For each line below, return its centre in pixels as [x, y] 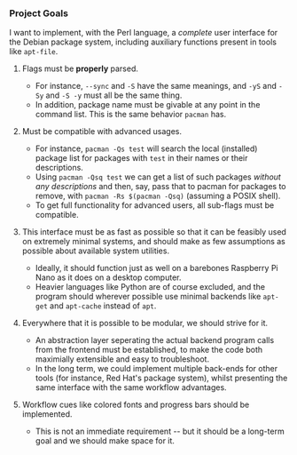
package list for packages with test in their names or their [141, 158]
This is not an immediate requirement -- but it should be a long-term [160, 431]
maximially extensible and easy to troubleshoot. [122, 359]
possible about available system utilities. [96, 251]
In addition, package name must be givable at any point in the [148, 105]
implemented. [47, 414]
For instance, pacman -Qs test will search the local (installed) [146, 148]
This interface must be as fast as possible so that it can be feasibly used [154, 232]
